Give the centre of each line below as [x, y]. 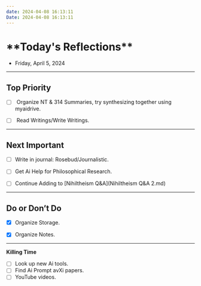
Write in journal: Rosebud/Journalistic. [62, 159]
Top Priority [29, 87]
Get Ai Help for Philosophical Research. [63, 171]
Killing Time [22, 252]
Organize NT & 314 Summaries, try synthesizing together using [94, 102]
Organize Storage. [37, 223]
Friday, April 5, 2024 [40, 63]
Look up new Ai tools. [42, 264]
